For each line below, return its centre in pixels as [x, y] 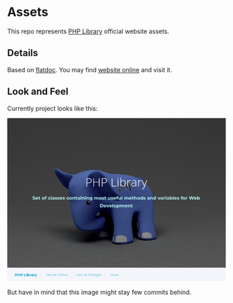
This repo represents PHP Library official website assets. [88, 31]
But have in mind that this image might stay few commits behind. [100, 292]
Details [23, 53]
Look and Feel [38, 92]
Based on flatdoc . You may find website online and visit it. [89, 69]
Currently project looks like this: [53, 108]
